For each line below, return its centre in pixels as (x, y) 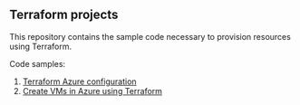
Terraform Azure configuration (80, 81)
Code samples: (38, 63)
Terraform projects (64, 15)
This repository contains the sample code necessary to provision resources (150, 36)
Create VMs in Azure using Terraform (92, 91)
